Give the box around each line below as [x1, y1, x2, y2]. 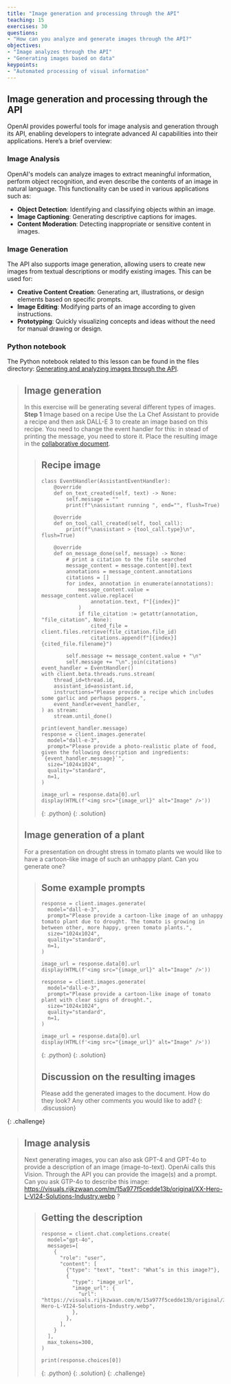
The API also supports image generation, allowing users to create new [7, 260, 206, 268]
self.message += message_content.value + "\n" [65, 652, 201, 659]
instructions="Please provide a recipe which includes [54, 688, 214, 696]
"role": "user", [59, 1254, 107, 1261]
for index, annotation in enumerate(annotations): [65, 580, 214, 587]
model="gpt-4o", [47, 1236, 94, 1243]
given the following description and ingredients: [41, 749, 190, 756]
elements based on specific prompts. [16, 295, 122, 303]
